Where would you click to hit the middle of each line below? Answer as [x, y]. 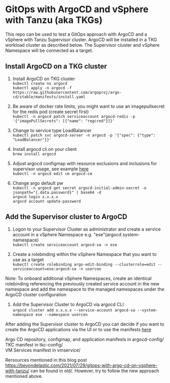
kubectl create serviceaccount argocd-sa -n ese [65, 245]
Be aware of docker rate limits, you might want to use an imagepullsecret [89, 106]
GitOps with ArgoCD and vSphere [77, 9]
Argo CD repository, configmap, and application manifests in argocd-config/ [85, 339]
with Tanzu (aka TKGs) [54, 20]
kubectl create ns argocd [40, 83]
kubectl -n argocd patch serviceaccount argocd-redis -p [74, 116]
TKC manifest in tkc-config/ [34, 344]
